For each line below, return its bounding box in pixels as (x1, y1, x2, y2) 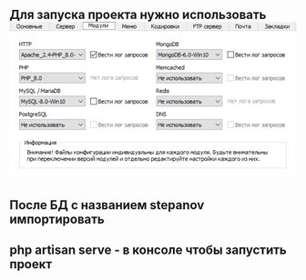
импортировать (9, 211, 105, 226)
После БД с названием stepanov (9, 197, 205, 213)
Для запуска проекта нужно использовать (9, 7, 267, 23)
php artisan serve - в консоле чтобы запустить (9, 242, 287, 257)
